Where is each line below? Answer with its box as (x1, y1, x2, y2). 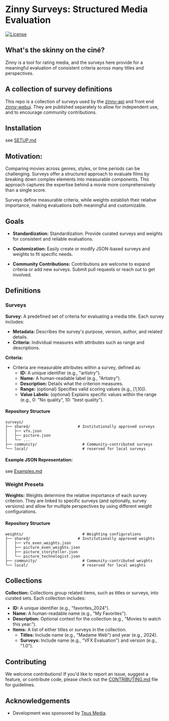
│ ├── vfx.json (5, 428, 42, 434)
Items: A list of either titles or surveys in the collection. (12, 627, 127, 633)
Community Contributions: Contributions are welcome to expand (12, 261, 150, 267)
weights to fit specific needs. (12, 251, 73, 257)
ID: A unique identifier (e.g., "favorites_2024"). (12, 605, 110, 611)
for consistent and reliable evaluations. (12, 236, 94, 242)
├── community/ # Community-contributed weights (5, 558, 153, 563)
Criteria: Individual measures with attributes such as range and (12, 339, 145, 345)
